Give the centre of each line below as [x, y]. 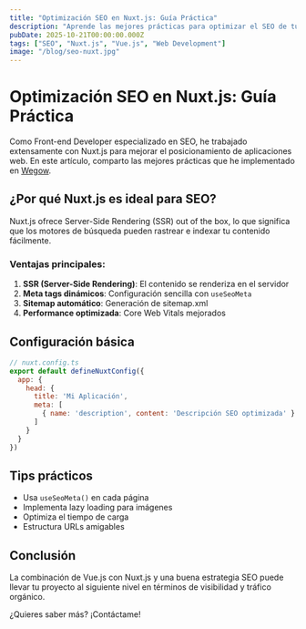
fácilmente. [31, 240]
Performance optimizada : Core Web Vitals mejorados [124, 313]
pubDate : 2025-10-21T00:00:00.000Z [77, 35]
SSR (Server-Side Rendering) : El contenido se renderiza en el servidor [156, 284]
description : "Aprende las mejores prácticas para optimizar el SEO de [148, 26]
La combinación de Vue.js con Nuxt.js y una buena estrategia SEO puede [147, 577]
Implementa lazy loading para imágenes [97, 508]
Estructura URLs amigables [73, 527]
